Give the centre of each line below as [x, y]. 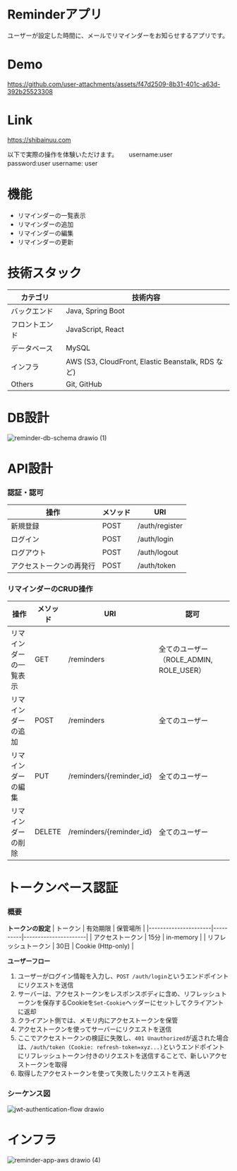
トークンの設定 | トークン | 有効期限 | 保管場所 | [77, 928]
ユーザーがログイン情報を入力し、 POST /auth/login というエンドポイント [123, 976]
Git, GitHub [84, 384]
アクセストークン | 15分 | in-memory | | [150, 937]
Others [22, 384]
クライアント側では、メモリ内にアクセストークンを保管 [98, 1020]
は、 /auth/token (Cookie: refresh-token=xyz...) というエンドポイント [121, 1046]
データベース [32, 348]
